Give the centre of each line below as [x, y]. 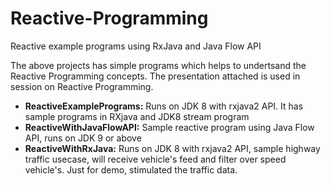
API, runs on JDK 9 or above [83, 138]
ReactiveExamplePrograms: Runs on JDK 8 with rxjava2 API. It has [164, 106]
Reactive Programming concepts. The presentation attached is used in [155, 76]
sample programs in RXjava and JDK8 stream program [137, 116]
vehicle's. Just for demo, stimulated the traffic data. [131, 169]
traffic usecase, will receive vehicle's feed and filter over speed [155, 159]
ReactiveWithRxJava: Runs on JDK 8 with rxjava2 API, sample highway [172, 148]
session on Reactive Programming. [82, 86]
